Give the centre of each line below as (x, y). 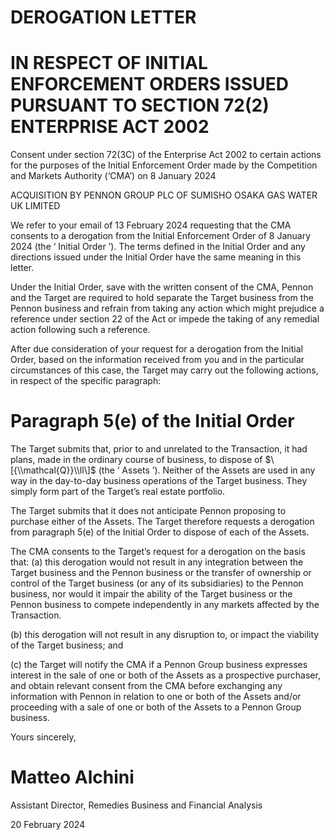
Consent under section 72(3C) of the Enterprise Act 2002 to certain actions (166, 155)
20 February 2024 (48, 824)
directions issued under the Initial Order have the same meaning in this (156, 257)
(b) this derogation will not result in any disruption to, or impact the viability (165, 635)
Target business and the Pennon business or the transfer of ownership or (161, 573)
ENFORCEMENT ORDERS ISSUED (150, 84)
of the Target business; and (67, 645)
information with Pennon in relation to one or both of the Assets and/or (156, 697)
